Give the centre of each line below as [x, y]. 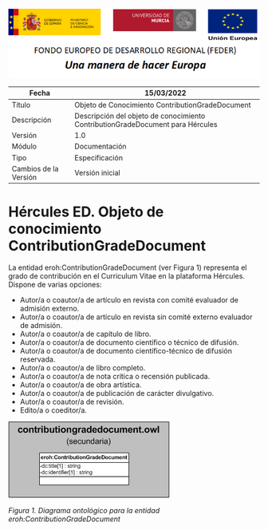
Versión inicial [98, 173]
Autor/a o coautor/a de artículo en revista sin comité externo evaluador [136, 317]
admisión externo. [49, 309]
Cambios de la [35, 168]
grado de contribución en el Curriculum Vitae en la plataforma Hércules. [127, 276]
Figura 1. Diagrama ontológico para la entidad [84, 511]
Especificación [99, 157]
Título [21, 105]
